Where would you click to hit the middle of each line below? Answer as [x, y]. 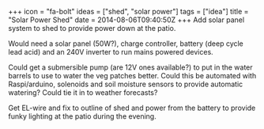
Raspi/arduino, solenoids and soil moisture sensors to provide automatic [126, 84]
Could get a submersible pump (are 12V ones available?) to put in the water [130, 67]
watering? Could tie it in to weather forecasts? [83, 93]
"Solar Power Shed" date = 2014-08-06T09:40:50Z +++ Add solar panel [126, 20]
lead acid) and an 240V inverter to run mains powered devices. [111, 52]
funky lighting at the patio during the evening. [82, 116]
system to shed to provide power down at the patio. [92, 28]
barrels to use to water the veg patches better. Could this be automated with [132, 76]
